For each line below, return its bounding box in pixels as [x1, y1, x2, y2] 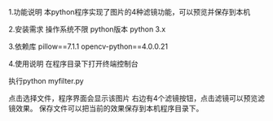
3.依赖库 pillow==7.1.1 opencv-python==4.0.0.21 [8, 41, 169, 51]
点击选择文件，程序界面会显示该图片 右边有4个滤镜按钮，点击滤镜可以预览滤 [8, 93, 265, 103]
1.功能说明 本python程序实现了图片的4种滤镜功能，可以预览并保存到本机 [8, 7, 251, 16]
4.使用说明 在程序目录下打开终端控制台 [8, 59, 139, 68]
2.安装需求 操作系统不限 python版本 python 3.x [8, 24, 166, 34]
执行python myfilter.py [8, 76, 84, 85]
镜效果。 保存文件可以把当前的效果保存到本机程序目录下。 [8, 104, 204, 113]
